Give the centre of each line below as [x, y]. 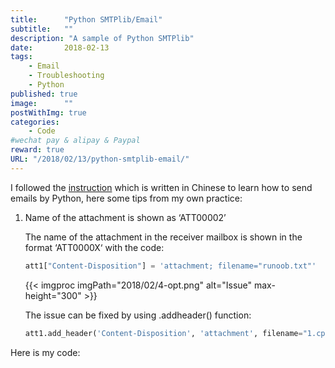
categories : [35, 122]
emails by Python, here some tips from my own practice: [126, 198]
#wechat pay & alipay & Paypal [75, 141]
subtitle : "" [42, 29]
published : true [44, 94]
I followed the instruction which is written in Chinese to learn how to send [161, 187]
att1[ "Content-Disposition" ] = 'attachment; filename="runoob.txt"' [170, 266]
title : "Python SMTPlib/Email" [86, 19]
